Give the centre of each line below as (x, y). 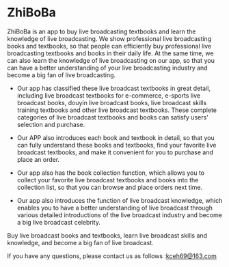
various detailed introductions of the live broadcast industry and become (119, 215)
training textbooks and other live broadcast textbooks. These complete (117, 110)
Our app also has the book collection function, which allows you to (111, 173)
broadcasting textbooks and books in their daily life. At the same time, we (110, 53)
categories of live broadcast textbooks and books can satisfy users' (112, 117)
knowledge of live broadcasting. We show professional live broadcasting (109, 38)
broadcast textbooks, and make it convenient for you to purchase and (115, 152)
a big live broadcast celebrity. (59, 222)
